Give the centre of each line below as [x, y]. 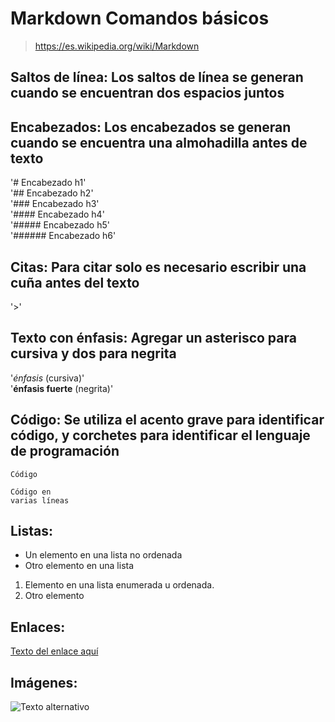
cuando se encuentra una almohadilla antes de [159, 142]
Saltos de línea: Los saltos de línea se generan [157, 77]
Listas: [32, 530]
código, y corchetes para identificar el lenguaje [160, 435]
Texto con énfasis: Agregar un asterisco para [153, 338]
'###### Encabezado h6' [63, 236]
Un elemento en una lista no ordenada [103, 555]
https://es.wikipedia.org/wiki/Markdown [117, 46]
